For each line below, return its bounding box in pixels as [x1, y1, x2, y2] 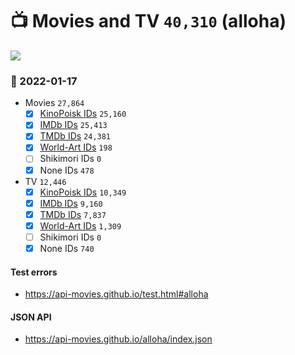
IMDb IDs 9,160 [39, 197, 103, 209]
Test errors [10, 266, 58, 278]
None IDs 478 [39, 164, 95, 176]
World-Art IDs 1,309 [39, 219, 122, 232]
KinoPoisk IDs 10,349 [39, 186, 127, 198]
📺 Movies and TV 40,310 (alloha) [10, 10, 287, 33]
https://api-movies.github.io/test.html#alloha [24, 288, 209, 300]
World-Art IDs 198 [39, 141, 113, 153]
